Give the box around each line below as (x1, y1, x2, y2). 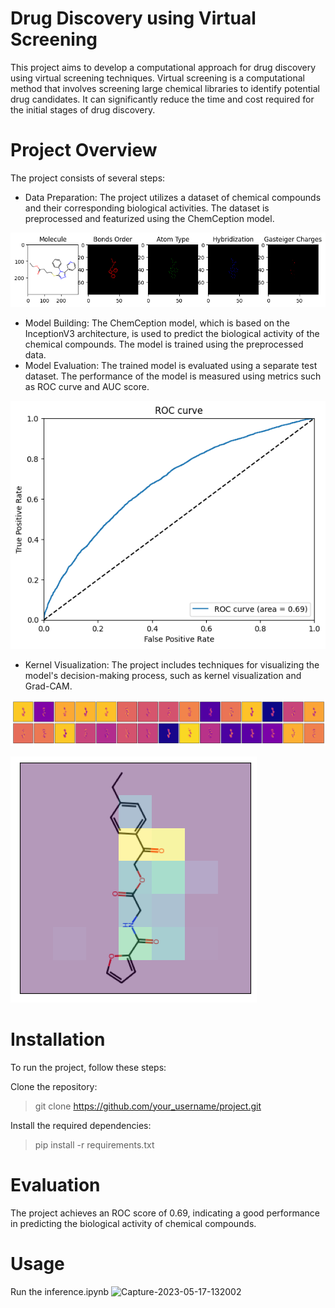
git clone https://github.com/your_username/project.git (34, 1100, 262, 1112)
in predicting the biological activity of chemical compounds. (10, 1217, 257, 1229)
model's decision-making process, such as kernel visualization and (24, 669, 302, 681)
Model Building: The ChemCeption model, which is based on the (24, 317, 290, 329)
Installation (10, 1028, 106, 1051)
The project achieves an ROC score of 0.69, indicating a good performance (10, 1207, 321, 1219)
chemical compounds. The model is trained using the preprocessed (24, 338, 304, 351)
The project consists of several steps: (10, 172, 166, 184)
